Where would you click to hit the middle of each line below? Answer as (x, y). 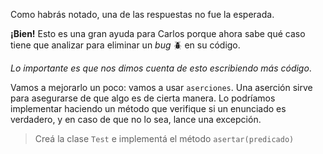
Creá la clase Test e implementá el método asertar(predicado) (164, 138)
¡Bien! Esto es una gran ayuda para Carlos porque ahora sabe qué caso (158, 33)
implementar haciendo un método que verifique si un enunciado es (148, 108)
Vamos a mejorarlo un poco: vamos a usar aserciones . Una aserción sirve (161, 87)
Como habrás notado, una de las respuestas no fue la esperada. (142, 14)
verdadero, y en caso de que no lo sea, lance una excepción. (136, 119)
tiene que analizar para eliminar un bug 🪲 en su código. (125, 45)
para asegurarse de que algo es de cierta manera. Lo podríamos (143, 98)
